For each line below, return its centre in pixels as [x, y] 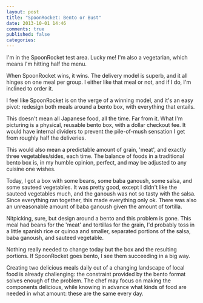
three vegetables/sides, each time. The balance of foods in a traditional [95, 156]
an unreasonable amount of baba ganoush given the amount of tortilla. [94, 206]
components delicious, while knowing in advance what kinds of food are [96, 287]
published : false [28, 35]
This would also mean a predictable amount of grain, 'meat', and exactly [96, 150]
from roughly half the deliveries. [46, 138]
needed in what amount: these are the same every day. [75, 293]
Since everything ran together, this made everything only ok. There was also [101, 200]
